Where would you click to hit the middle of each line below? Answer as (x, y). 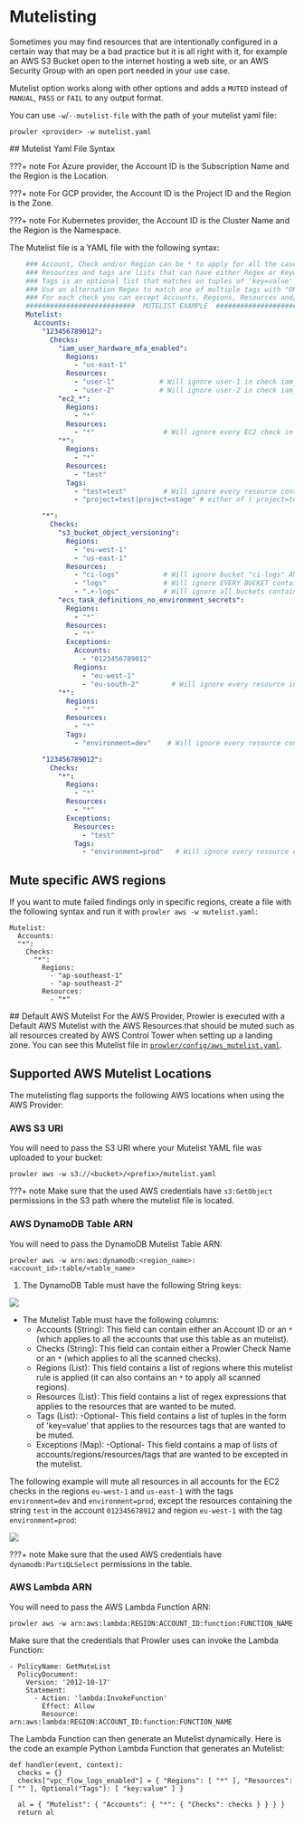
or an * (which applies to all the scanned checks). (128, 1358)
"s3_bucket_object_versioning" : (119, 533)
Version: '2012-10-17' (68, 1682)
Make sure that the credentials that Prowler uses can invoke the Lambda (144, 1640)
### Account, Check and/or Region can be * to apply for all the (152, 264)
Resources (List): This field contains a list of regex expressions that (161, 1396)
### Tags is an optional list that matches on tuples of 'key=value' (160, 281)
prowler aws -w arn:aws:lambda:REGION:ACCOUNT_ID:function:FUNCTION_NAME (152, 1623)
